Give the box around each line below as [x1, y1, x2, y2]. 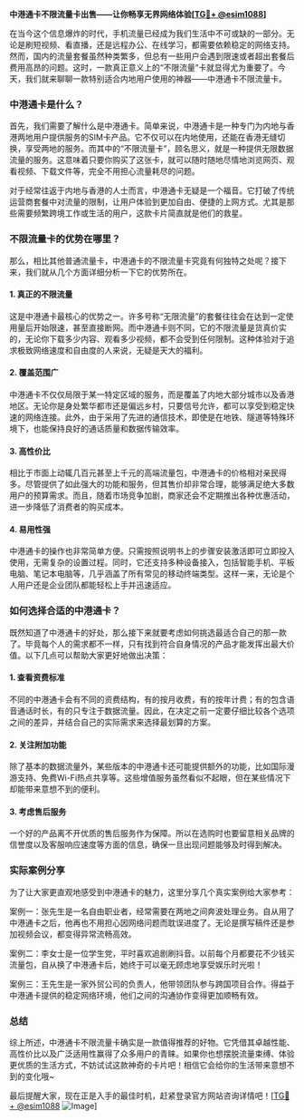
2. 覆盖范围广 [9, 367, 59, 378]
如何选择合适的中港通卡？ [9, 605, 121, 618]
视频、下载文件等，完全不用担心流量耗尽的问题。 [16, 166, 200, 177]
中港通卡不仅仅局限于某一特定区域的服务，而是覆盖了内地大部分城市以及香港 [9, 389, 295, 400]
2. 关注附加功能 [9, 739, 67, 750]
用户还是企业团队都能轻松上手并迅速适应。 [16, 579, 176, 590]
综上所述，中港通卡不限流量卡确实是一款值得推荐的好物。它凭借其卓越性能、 [9, 1037, 295, 1047]
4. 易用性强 [9, 523, 52, 534]
